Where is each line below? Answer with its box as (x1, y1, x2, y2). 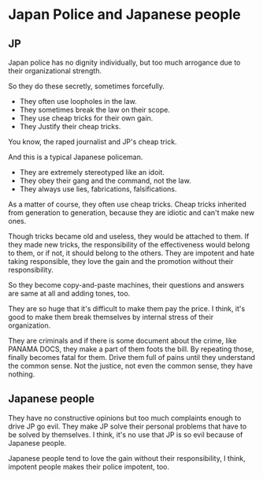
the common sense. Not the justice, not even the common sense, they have (8, 361, 254, 370)
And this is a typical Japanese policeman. (8, 152, 143, 162)
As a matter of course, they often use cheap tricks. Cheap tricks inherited (8, 199, 246, 209)
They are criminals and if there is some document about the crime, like (8, 336, 238, 345)
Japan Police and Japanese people (8, 6, 242, 24)
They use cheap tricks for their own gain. (19, 113, 154, 123)
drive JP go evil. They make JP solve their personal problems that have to (8, 421, 247, 431)
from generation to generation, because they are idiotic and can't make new (8, 208, 254, 217)
